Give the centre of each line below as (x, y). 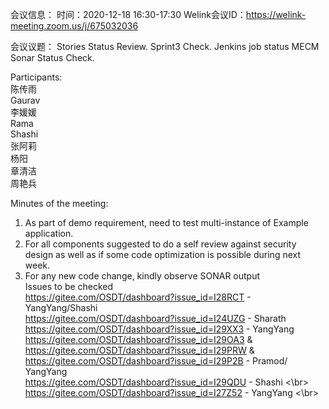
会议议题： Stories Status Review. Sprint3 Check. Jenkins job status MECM (165, 46)
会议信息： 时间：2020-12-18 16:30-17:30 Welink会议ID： (128, 14)
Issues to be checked (69, 286)
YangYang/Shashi (61, 307)
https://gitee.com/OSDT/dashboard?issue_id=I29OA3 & (138, 339)
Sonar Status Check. (52, 57)
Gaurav (25, 100)
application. (49, 233)
